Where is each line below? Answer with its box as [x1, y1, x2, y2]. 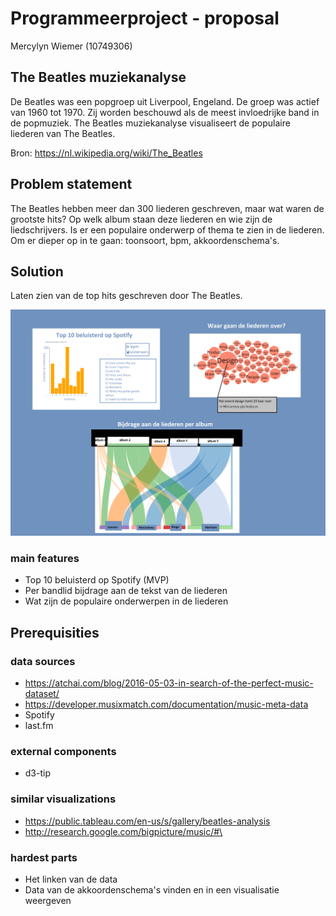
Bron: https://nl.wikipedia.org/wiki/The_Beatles [10, 147, 203, 159]
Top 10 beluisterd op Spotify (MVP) [24, 574, 170, 586]
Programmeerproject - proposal [10, 7, 280, 30]
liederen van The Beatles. [10, 127, 116, 139]
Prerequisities [10, 624, 100, 641]
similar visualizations [10, 792, 117, 806]
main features [10, 552, 80, 566]
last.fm [24, 720, 54, 732]
